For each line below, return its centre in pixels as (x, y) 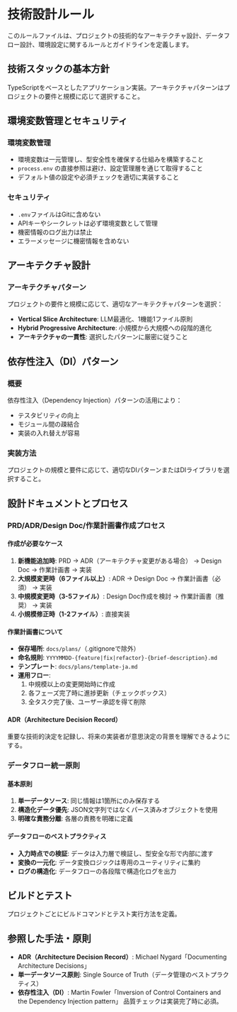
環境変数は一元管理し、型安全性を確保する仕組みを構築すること (110, 160)
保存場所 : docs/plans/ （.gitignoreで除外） (79, 649)
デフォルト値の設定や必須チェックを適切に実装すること (98, 177)
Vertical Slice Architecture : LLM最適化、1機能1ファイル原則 (105, 319)
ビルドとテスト (40, 896)
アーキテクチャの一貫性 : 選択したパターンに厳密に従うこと (103, 337)
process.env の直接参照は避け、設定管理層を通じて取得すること (110, 168)
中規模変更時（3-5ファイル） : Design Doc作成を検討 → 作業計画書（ (117, 596)
